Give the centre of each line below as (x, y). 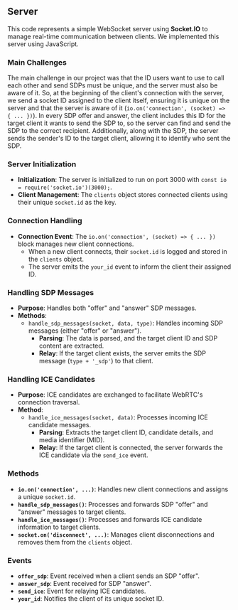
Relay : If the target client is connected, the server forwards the (131, 448)
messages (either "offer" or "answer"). (85, 331)
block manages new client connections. (76, 244)
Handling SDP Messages (51, 292)
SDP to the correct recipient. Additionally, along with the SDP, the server (113, 131)
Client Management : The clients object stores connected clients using (123, 195)
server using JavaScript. (43, 44)
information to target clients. (59, 527)
